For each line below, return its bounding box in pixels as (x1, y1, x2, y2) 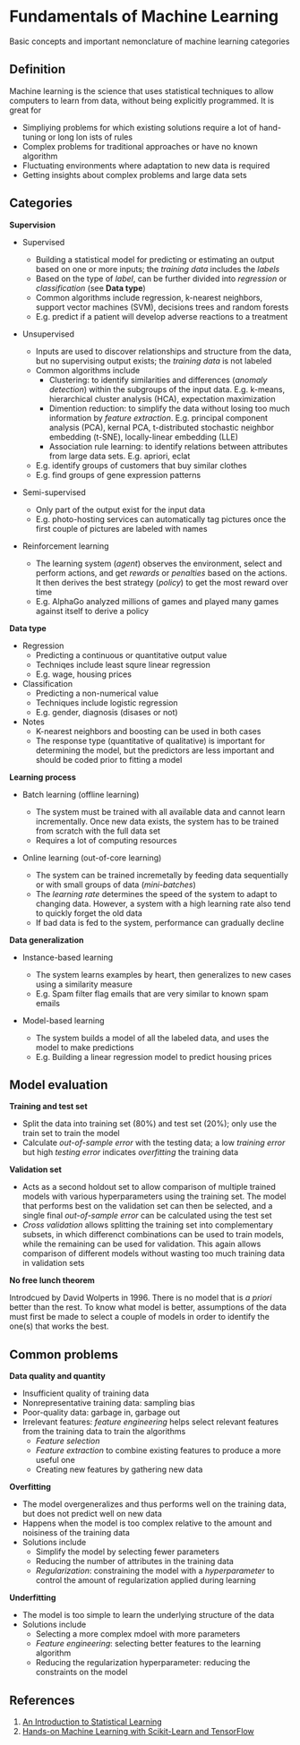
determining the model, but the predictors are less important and (35, 745, 275, 756)
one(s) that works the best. (9, 1321, 109, 1331)
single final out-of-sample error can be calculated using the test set (21, 1210, 272, 1221)
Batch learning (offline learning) (21, 789, 140, 800)
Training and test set (9, 1101, 88, 1112)
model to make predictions (35, 1041, 134, 1053)
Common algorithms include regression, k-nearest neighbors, (35, 292, 262, 303)
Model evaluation (9, 1077, 108, 1092)
